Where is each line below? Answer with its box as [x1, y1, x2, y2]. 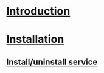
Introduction [6, 4, 71, 18]
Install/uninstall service [6, 56, 98, 67]
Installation [6, 33, 64, 47]
